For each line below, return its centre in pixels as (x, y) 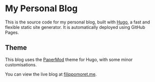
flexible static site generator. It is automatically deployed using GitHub (75, 27)
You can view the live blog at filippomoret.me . (51, 74)
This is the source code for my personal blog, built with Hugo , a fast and (77, 22)
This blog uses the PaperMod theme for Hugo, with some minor (69, 60)
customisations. (21, 64)
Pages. (12, 32)
